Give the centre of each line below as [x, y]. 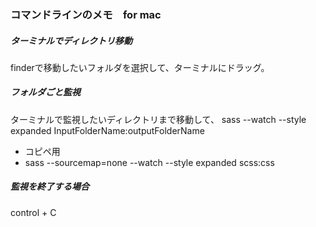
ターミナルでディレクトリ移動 [71, 40]
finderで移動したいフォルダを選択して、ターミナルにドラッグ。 [140, 67]
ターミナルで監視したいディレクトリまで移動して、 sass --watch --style [158, 119]
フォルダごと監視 [45, 92]
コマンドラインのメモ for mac [86, 14]
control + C [33, 212]
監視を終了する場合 [50, 187]
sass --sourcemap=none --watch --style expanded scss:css [149, 162]
